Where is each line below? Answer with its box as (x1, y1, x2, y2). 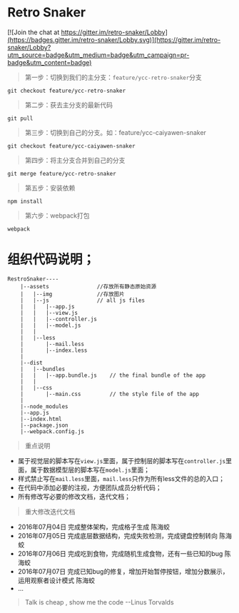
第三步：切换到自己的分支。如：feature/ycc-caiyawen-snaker (24, 128, 207, 136)
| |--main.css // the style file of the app (20, 390, 200, 397)
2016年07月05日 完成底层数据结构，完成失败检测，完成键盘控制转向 (17, 531, 218, 539)
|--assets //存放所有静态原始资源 (20, 283, 157, 290)
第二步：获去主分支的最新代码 (24, 101, 113, 109)
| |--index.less (20, 347, 88, 354)
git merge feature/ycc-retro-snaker (7, 170, 116, 177)
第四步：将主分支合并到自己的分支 (24, 156, 126, 164)
